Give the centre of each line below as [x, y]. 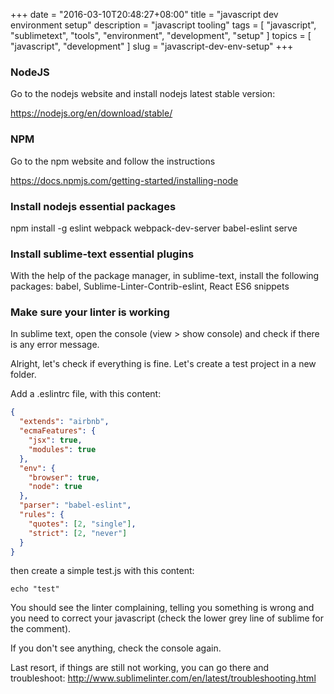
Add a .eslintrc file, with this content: [86, 394]
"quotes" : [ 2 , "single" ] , [82, 524]
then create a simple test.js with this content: [102, 571]
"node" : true [55, 487]
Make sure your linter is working [90, 312]
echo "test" [35, 589]
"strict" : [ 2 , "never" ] [78, 533]
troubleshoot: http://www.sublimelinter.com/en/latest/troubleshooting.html [163, 678]
